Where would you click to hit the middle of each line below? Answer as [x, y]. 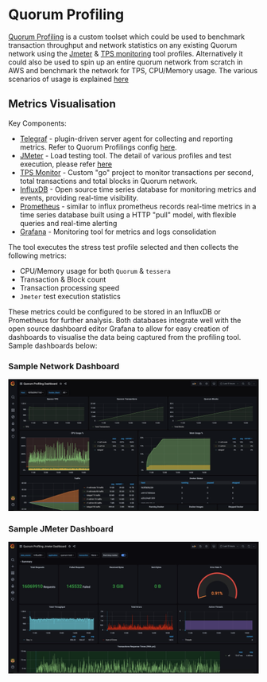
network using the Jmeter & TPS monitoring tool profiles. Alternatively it [126, 53]
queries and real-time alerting [68, 223]
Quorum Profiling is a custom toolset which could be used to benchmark [126, 37]
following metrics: [37, 255]
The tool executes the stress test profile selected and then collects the [124, 247]
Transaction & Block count [63, 279]
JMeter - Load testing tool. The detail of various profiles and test [126, 155]
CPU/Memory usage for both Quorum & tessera [95, 271]
